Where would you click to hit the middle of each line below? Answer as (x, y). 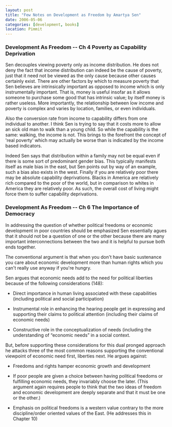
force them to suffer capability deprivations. (52, 194)
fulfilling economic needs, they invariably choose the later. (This (80, 381)
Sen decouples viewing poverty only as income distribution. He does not (82, 65)
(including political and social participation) (58, 298)
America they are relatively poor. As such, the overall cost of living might (82, 189)
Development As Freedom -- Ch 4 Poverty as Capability (76, 47)
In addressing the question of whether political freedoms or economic (79, 225)
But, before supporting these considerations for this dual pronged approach (85, 345)
